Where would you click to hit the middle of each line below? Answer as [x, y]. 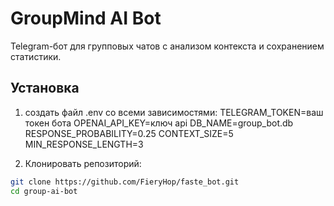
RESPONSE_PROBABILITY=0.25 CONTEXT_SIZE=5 [129, 133]
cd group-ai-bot [44, 191]
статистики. [36, 56]
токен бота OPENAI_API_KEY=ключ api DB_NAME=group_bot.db [159, 123]
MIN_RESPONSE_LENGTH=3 [84, 144]
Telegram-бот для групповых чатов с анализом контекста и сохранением [167, 46]
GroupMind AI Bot [86, 18]
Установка [45, 88]
